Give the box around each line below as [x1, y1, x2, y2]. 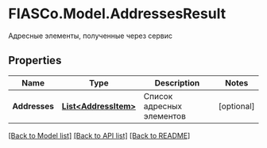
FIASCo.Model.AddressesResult [8, 5, 226, 23]
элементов [143, 110, 187, 121]
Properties [8, 54, 62, 67]
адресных [143, 101, 183, 112]
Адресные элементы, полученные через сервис [8, 31, 173, 40]
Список [143, 90, 173, 101]
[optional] [218, 101, 255, 112]
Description [154, 77, 200, 88]
